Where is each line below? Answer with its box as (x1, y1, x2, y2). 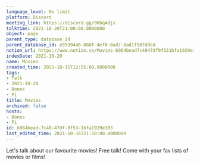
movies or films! (6, 153, 46, 160)
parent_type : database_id (6, 36, 70, 42)
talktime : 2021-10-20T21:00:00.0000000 (6, 25, 105, 32)
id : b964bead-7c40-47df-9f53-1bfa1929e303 (6, 125, 113, 131)
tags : (6, 70, 20, 76)
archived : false (6, 102, 46, 109)
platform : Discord (6, 14, 52, 20)
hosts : (6, 108, 23, 114)
